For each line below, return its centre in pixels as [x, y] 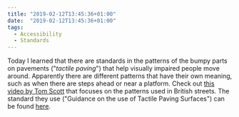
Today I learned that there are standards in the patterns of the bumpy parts [117, 61]
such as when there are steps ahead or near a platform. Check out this [111, 83]
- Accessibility [38, 34]
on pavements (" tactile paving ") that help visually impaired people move [113, 68]
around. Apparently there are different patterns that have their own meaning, [120, 76]
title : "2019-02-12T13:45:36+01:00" [62, 14]
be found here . [29, 106]
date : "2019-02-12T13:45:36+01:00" [62, 21]
